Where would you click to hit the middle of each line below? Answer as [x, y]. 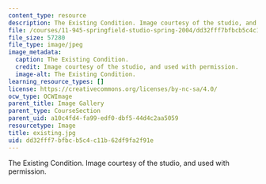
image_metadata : [35, 52]
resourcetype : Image [42, 126]
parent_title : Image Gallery [56, 103]
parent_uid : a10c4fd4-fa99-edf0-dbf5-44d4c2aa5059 [93, 118]
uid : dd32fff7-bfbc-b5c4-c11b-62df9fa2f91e [81, 140]
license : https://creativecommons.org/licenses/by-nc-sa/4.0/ [113, 89]
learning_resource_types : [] [56, 81]
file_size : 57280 [37, 38]
